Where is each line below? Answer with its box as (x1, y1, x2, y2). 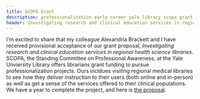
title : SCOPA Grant (6, 8, 55, 15)
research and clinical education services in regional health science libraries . (6, 49, 193, 56)
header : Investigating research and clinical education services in (6, 20, 180, 25)
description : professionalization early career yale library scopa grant (6, 14, 193, 20)
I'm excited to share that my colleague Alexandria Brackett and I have (6, 36, 176, 43)
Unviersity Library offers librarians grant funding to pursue (6, 61, 149, 68)
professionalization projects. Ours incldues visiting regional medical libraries (6, 68, 193, 75)
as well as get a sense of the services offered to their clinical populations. (6, 80, 187, 87)
